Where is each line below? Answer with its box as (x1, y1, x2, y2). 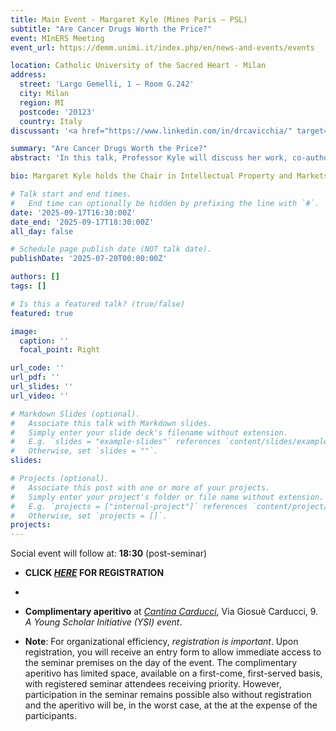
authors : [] (10, 272, 60, 282)
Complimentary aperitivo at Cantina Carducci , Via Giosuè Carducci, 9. (24, 606, 319, 618)
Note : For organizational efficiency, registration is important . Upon (24, 636, 299, 648)
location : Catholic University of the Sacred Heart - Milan (10, 61, 267, 71)
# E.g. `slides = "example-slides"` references (10, 437, 222, 447)
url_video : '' (10, 391, 70, 401)
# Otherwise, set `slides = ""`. (10, 446, 159, 456)
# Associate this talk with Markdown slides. (10, 418, 213, 428)
